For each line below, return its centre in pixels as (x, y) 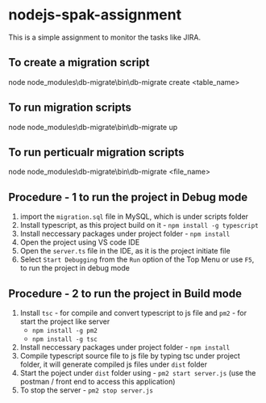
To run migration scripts (70, 108)
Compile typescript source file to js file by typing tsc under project (130, 356)
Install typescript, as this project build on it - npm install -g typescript (139, 225)
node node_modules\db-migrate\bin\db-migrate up (93, 127)
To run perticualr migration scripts (96, 152)
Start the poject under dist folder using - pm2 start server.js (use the (138, 373)
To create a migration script (79, 63)
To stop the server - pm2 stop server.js (87, 390)
